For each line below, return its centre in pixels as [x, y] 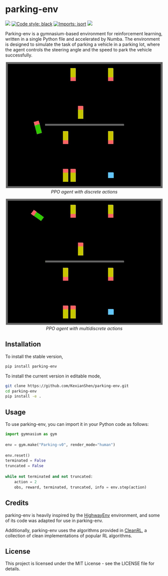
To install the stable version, [34, 356]
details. [13, 569]
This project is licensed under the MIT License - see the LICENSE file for [80, 563]
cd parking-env [21, 391]
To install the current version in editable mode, [53, 376]
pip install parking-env [31, 366]
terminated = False [26, 461]
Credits [17, 503]
